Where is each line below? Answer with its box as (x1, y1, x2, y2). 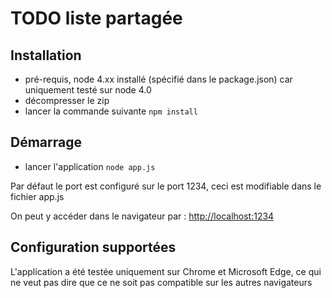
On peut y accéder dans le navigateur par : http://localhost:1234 (10, 210, 275, 222)
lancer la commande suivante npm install (24, 105, 198, 117)
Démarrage (10, 134, 82, 151)
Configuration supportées (10, 239, 177, 256)
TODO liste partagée (10, 7, 183, 30)
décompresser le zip (24, 95, 110, 106)
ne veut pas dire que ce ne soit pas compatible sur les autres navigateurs (10, 276, 313, 288)
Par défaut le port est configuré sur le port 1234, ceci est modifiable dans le (10, 180, 322, 192)
